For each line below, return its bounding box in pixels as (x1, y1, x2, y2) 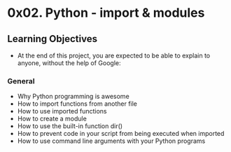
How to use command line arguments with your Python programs (17, 137, 206, 145)
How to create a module (17, 114, 87, 123)
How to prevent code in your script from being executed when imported (17, 130, 225, 138)
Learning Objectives (7, 33, 98, 45)
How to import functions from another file (17, 99, 138, 108)
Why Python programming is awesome (17, 92, 129, 101)
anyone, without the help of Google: (17, 59, 121, 67)
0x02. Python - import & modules (7, 5, 205, 21)
